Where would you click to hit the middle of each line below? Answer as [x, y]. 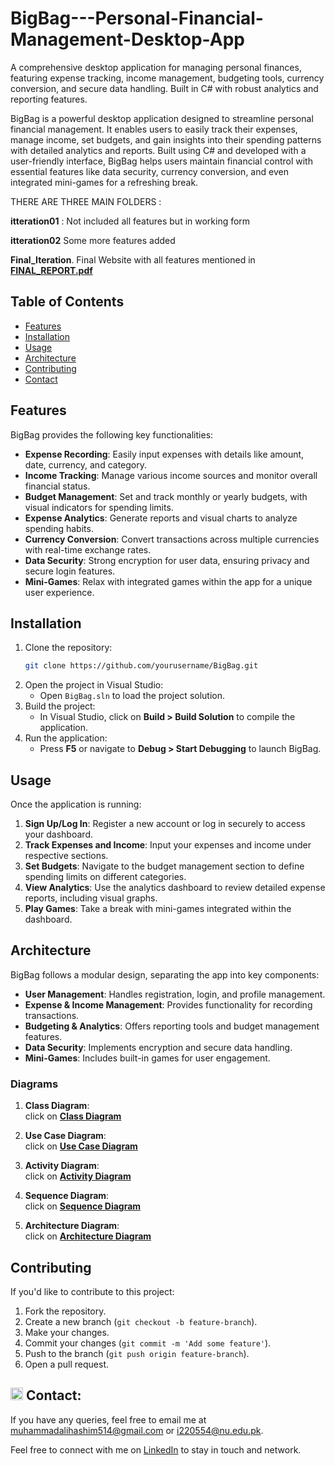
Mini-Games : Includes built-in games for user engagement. [147, 1058]
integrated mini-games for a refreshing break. [104, 182]
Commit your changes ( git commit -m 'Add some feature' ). [148, 1343]
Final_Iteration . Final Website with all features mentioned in [133, 259]
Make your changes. [67, 1332]
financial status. [57, 486]
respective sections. [66, 856]
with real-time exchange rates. [88, 549]
